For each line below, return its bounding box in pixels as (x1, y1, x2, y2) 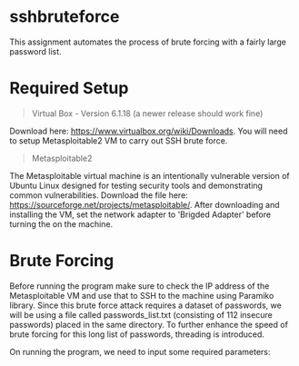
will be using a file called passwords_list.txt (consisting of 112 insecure (9, 309, 273, 320)
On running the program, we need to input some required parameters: (9, 346, 271, 357)
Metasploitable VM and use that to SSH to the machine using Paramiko (9, 290, 274, 301)
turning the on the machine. (9, 218, 114, 229)
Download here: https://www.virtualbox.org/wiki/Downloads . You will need (9, 125, 288, 136)
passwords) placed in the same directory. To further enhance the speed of (9, 319, 289, 330)
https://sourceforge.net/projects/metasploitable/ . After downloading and (9, 199, 280, 210)
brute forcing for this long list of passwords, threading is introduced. (9, 329, 265, 340)
